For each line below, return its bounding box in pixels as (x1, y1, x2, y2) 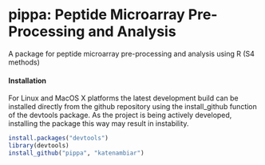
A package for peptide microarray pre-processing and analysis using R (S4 (8, 49, 255, 58)
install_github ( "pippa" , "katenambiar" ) (8, 149, 145, 157)
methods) (8, 57, 40, 67)
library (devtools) (8, 142, 69, 150)
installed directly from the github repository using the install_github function (8, 102, 258, 112)
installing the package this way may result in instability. (8, 119, 189, 128)
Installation (8, 76, 46, 85)
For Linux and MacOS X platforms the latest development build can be (8, 93, 239, 103)
